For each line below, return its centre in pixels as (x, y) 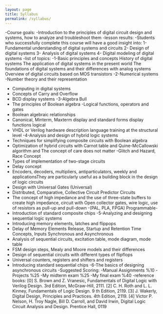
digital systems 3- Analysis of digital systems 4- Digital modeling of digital (80, 53)
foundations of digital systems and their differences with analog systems (78, 69)
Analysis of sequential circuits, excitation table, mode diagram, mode (81, 239)
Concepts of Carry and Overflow (45, 94)
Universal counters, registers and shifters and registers (67, 260)
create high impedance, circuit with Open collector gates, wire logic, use (85, 203)
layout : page (18, 10)
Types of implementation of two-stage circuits (59, 161)
